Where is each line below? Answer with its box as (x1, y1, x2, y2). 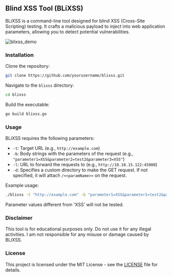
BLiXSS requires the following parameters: (5, 135, 95, 142)
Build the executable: (5, 101, 50, 107)
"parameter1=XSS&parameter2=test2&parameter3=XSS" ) (12, 156, 125, 162)
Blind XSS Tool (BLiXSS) (5, 4, 83, 13)
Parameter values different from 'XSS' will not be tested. (5, 201, 124, 207)
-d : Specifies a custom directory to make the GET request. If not (12, 167, 148, 173)
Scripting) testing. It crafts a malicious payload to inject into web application (5, 23, 165, 29)
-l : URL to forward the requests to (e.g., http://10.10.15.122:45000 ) (12, 162, 158, 168)
